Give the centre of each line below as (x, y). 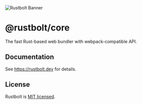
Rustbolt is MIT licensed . (30, 97)
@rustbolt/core (38, 28)
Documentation (30, 57)
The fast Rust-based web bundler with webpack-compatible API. (71, 41)
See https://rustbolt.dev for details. (41, 69)
